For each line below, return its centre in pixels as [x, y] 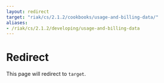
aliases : [17, 23]
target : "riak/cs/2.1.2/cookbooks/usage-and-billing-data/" [83, 17]
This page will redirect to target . [46, 74]
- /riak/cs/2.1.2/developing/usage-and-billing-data [73, 28]
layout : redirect [28, 12]
